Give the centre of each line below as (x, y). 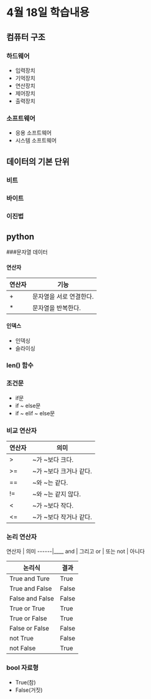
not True (21, 638)
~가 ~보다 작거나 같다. (62, 517)
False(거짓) (29, 690)
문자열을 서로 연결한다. (63, 297)
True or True (27, 608)
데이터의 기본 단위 (38, 162)
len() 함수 (20, 366)
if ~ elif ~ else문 (35, 413)
